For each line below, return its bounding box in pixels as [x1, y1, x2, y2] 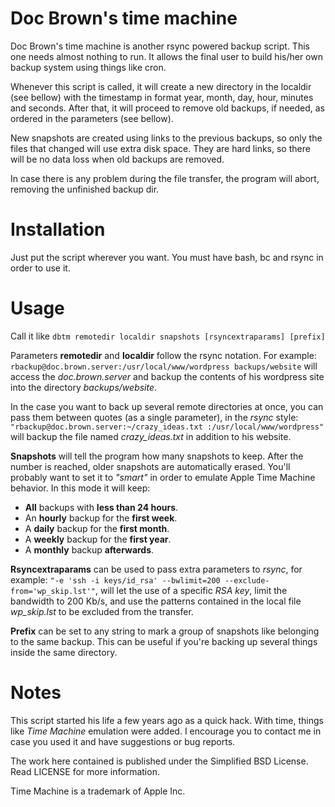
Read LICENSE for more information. [10, 765, 160, 777]
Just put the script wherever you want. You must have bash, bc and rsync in [10, 251, 324, 263]
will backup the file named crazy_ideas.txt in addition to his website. [10, 430, 292, 442]
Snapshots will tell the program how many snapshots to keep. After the [10, 450, 304, 462]
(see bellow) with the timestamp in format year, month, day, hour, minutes [10, 91, 314, 103]
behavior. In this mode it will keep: [10, 482, 151, 494]
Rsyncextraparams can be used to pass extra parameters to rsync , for [10, 563, 303, 575]
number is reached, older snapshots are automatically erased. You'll [10, 460, 291, 472]
